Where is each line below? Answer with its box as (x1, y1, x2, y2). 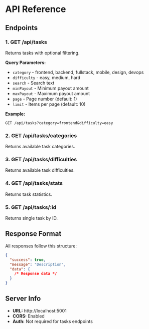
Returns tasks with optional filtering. (5, 50, 80, 56)
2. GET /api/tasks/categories (5, 132, 77, 139)
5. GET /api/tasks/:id (5, 204, 57, 211)
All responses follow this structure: (5, 243, 77, 249)
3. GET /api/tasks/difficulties (5, 156, 77, 163)
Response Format (5, 229, 62, 238)
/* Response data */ (14, 271, 57, 276)
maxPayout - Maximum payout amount (12, 90, 90, 96)
